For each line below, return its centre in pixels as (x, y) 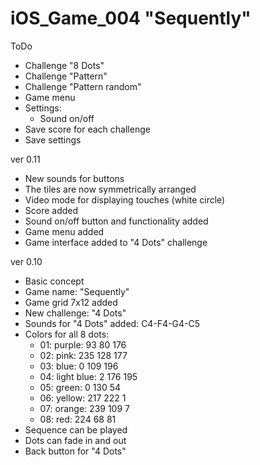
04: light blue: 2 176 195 (88, 376)
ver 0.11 (25, 159)
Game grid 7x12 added (71, 302)
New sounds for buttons (74, 178)
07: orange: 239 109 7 (84, 408)
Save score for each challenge (87, 129)
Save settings (53, 139)
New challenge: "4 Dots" (75, 313)
